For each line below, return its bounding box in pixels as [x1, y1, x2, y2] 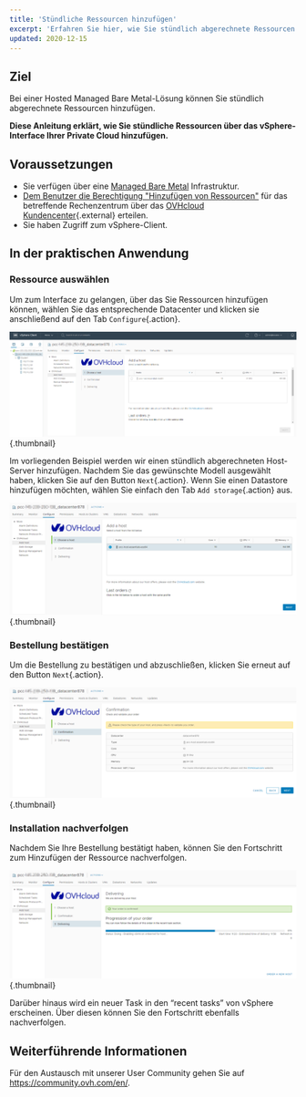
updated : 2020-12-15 [9, 34, 88, 43]
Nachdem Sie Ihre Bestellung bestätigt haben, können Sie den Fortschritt [9, 843, 283, 854]
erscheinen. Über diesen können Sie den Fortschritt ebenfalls [9, 1008, 240, 1019]
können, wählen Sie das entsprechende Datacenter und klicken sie [9, 304, 260, 315]
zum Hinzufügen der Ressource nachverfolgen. [9, 853, 188, 864]
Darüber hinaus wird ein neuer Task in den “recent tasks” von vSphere [9, 998, 274, 1009]
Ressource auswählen [9, 274, 110, 286]
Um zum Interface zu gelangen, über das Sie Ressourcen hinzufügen [9, 294, 269, 305]
